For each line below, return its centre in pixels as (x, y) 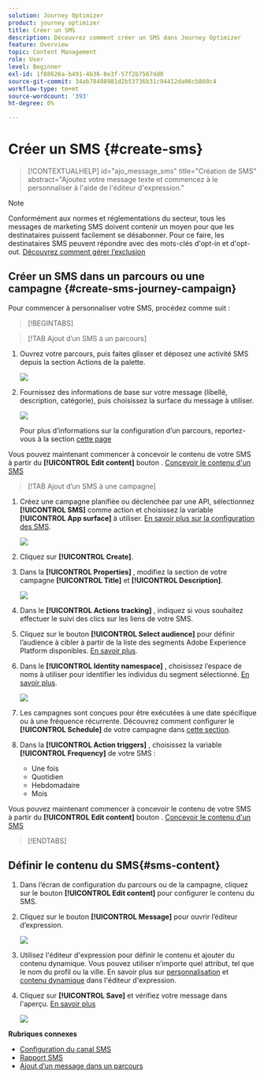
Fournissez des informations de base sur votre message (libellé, (123, 392)
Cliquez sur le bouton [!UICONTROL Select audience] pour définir (127, 634)
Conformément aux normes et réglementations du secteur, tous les (117, 218)
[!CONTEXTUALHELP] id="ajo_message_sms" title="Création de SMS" (142, 171)
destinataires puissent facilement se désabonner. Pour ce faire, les (116, 235)
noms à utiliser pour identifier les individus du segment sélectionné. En (134, 674)
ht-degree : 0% (32, 103)
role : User (26, 60)
